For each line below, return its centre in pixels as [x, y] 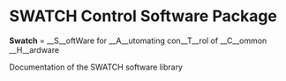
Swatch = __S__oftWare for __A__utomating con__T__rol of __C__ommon [138, 40]
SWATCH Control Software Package [143, 16]
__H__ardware [34, 49]
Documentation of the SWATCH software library [96, 67]
